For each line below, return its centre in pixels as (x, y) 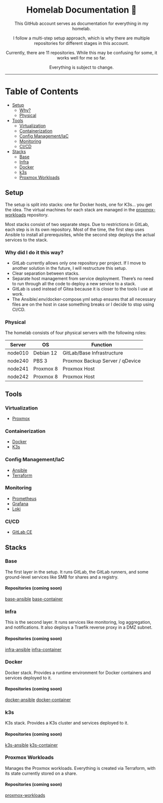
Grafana (20, 504)
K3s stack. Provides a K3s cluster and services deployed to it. (67, 723)
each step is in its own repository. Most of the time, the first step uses (75, 229)
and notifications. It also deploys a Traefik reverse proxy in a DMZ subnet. (79, 627)
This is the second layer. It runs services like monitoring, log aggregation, (78, 622)
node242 (18, 377)
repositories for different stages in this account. (81, 43)
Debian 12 (45, 353)
